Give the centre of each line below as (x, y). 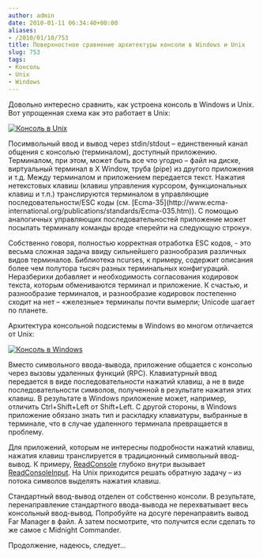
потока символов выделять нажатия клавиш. (85, 480)
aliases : (23, 30)
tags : (17, 60)
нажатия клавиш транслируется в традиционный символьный (113, 455)
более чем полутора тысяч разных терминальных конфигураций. (119, 268)
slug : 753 (24, 52)
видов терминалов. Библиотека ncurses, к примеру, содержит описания (131, 260)
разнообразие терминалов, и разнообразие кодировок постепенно (122, 293)
